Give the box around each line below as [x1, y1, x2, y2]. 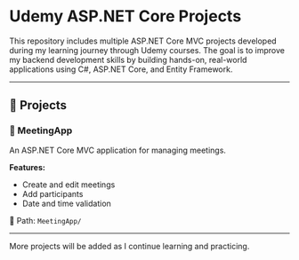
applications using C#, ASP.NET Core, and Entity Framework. [9, 64, 233, 75]
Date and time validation [21, 198, 111, 209]
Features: [9, 162, 46, 172]
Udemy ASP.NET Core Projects [9, 6, 242, 27]
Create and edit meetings [21, 179, 116, 190]
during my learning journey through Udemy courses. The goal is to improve [9, 44, 285, 55]
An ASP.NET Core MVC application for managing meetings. [9, 145, 227, 155]
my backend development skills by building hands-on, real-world [9, 54, 247, 65]
